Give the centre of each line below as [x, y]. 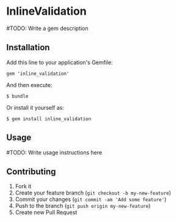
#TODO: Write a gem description [47, 28]
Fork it [23, 186]
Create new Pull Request [46, 212]
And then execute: [29, 85]
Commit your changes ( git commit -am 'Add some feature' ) [91, 199]
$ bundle [17, 96]
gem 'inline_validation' [38, 74]
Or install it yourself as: [35, 107]
